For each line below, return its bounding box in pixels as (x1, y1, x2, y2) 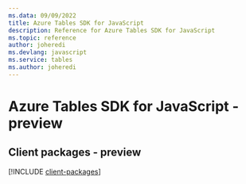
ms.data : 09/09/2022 (8, 11, 77, 20)
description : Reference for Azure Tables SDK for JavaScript (8, 26, 216, 34)
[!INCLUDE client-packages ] (8, 167, 101, 176)
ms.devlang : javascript (8, 48, 88, 56)
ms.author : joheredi (8, 63, 77, 71)
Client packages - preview (8, 146, 142, 159)
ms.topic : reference (8, 33, 77, 42)
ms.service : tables (8, 56, 73, 64)
